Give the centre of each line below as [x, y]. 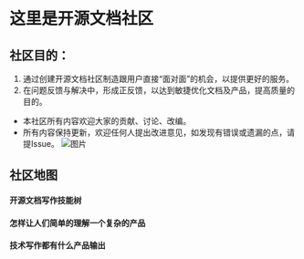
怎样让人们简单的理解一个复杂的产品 [78, 223]
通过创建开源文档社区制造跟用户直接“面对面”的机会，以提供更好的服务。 [158, 79]
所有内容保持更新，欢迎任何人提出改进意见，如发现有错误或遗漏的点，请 [158, 132]
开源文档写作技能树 [46, 200]
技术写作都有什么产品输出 [58, 245]
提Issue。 [41, 144]
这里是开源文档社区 [82, 19]
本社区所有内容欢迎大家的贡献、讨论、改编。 [107, 121]
